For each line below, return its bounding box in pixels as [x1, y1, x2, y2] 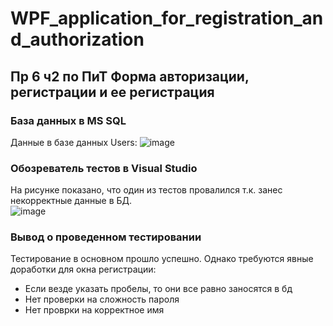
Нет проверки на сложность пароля [24, 293, 180, 306]
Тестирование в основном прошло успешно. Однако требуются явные [10, 253, 314, 265]
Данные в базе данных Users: [10, 136, 138, 148]
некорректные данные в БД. [10, 195, 133, 207]
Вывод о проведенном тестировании [10, 230, 202, 244]
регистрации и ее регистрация [10, 83, 215, 101]
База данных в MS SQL [10, 113, 127, 127]
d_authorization [10, 28, 145, 51]
